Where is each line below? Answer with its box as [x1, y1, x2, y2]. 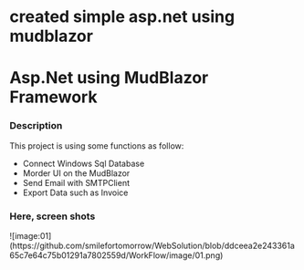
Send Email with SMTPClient [22, 177, 131, 188]
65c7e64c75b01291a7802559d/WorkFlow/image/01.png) [9, 249, 224, 261]
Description [9, 119, 63, 132]
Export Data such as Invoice [22, 187, 129, 198]
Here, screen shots [9, 210, 96, 223]
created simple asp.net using [9, 6, 236, 27]
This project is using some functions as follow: [9, 140, 184, 151]
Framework [9, 87, 98, 108]
